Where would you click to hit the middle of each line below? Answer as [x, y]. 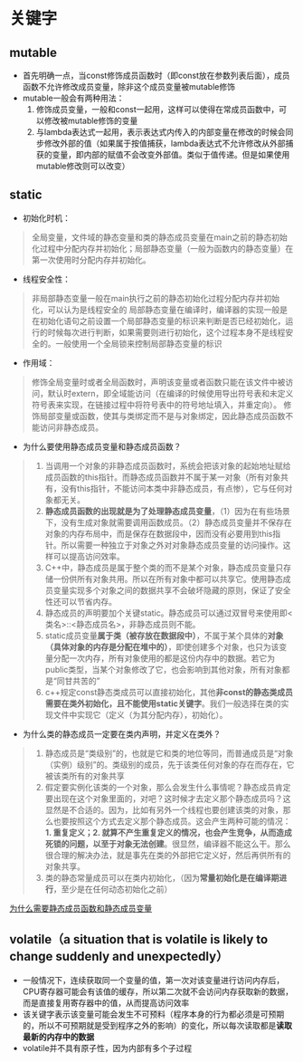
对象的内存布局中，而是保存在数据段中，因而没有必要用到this [159, 533]
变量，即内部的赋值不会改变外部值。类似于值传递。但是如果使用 [171, 154]
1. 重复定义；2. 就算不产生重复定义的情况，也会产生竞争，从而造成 [168, 832]
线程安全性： [46, 279]
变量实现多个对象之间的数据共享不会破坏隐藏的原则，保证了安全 [172, 590]
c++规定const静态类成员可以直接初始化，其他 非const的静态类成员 [169, 692]
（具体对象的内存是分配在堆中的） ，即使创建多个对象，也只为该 [162, 646]
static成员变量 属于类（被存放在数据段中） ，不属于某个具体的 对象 [164, 636]
